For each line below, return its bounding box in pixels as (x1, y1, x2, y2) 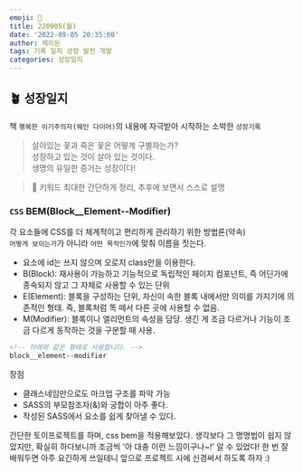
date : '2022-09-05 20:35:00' (9, 30, 119, 39)
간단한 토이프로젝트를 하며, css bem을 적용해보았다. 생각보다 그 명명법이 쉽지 (9, 430, 282, 440)
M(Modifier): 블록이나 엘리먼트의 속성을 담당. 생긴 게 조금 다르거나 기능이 (22, 314, 282, 325)
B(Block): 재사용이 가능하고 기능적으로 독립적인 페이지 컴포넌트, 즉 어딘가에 (22, 269, 289, 279)
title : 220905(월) (9, 22, 77, 31)
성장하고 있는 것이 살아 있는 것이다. (31, 151, 156, 162)
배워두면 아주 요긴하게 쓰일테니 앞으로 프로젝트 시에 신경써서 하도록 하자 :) (9, 452, 270, 463)
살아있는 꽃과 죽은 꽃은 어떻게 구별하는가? (31, 139, 179, 150)
